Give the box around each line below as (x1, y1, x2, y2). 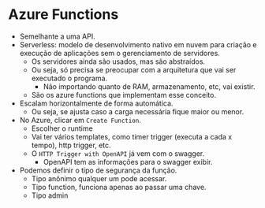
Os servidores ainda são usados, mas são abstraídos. (31, 57, 206, 66)
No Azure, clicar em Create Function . (19, 115, 142, 124)
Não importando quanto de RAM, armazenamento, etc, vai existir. (43, 81, 256, 91)
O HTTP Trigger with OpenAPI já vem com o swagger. (31, 148, 205, 158)
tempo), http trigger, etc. (31, 140, 112, 150)
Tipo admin (31, 191, 69, 200)
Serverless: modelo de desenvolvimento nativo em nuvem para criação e (19, 39, 257, 49)
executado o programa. (31, 73, 108, 83)
